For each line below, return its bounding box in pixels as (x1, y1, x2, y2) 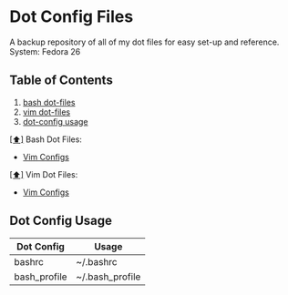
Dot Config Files (9, 6, 134, 27)
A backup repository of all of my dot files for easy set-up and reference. (9, 36, 280, 47)
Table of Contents (9, 73, 114, 88)
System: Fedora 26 (9, 46, 81, 56)
